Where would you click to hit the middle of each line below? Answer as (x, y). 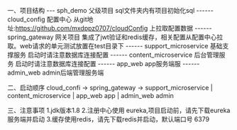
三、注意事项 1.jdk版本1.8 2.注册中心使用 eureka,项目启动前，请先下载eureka (119, 110)
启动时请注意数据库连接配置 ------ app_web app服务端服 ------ (108, 64)
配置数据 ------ (190, 28)
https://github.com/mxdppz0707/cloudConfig (82, 28)
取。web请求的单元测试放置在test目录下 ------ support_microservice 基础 (115, 46)
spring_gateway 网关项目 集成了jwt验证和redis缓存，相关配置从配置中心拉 (115, 37)
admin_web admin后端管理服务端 (56, 72)
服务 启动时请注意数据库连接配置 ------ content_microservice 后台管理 (116, 55)
